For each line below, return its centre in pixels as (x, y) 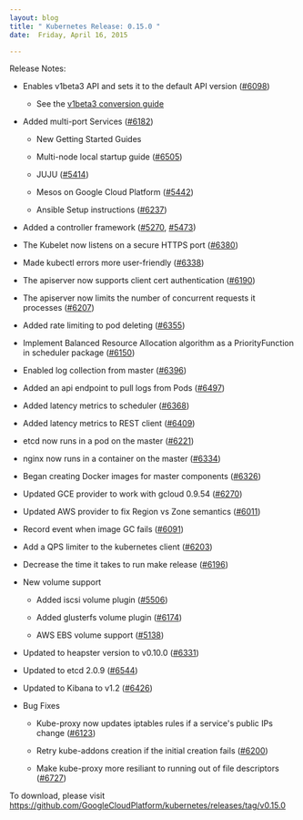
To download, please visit (57, 796)
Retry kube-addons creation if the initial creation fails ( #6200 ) (152, 751)
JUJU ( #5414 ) (62, 175)
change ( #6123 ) (66, 733)
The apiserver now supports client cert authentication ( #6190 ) (139, 281)
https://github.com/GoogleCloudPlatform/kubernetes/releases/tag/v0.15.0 (148, 805)
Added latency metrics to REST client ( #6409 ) (109, 424)
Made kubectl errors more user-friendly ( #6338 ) (113, 263)
